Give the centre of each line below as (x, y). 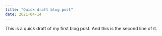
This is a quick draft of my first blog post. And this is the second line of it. (81, 28)
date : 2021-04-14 (23, 14)
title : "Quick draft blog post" (39, 10)
